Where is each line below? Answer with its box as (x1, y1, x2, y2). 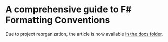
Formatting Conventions (5, 14, 110, 26)
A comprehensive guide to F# (5, 4, 132, 15)
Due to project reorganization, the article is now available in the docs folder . (5, 31, 163, 37)
